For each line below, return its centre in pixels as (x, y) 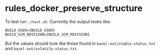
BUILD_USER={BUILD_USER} (30, 30)
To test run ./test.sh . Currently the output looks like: (58, 22)
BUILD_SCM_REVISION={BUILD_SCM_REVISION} (48, 34)
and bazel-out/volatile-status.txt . (42, 48)
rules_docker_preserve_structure (74, 8)
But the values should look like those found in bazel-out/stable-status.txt (80, 43)
